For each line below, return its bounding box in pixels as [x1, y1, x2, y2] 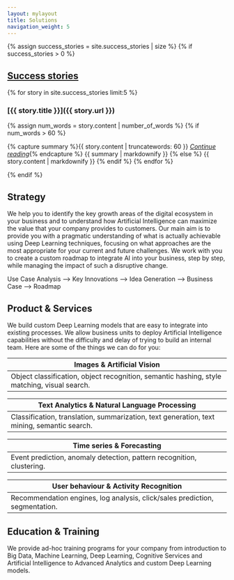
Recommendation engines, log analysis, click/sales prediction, [10, 493, 214, 503]
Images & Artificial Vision [74, 360, 160, 369]
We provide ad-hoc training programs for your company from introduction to [7, 544, 226, 552]
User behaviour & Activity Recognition [52, 482, 182, 491]
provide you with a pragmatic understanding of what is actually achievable [7, 231, 221, 241]
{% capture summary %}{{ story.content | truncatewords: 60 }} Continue [7, 142, 216, 151]
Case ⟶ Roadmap [7, 282, 61, 291]
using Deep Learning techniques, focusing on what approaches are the [7, 239, 211, 247]
